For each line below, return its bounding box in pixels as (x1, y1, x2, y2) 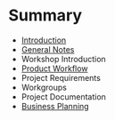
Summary (8, 5, 82, 26)
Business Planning (21, 100, 90, 111)
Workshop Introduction (21, 53, 106, 64)
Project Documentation (21, 91, 106, 102)
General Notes (21, 44, 75, 54)
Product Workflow (21, 63, 88, 74)
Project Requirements (21, 72, 102, 83)
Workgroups (21, 82, 68, 92)
